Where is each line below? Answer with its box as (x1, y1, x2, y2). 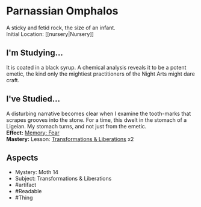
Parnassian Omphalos (6, 4, 119, 18)
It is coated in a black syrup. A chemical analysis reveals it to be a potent (6, 64, 187, 71)
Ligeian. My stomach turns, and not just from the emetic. (6, 122, 147, 130)
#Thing (14, 194, 33, 202)
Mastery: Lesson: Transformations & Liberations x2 (6, 135, 134, 142)
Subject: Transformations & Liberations (14, 175, 112, 182)
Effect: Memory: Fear (6, 129, 60, 136)
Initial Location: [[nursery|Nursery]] (6, 30, 94, 37)
